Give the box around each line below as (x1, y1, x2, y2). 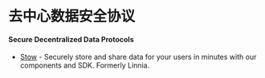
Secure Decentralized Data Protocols (8, 34, 134, 44)
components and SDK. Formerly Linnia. (19, 60, 150, 70)
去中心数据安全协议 (8, 7, 136, 25)
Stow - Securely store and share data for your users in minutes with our (19, 53, 257, 62)
